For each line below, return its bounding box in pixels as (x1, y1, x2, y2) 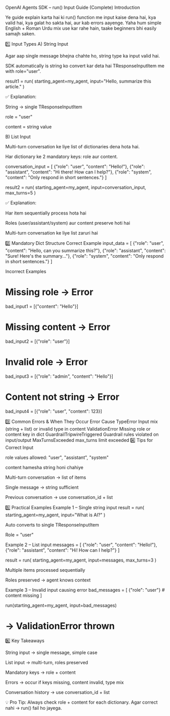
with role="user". (5, 68, 41, 74)
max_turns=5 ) (5, 190, 36, 196)
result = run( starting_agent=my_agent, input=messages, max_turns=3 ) (5, 557, 157, 563)
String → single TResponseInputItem (5, 104, 83, 110)
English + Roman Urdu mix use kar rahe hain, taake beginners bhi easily (5, 25, 157, 31)
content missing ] (5, 592, 42, 598)
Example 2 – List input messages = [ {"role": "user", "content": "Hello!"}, (5, 541, 157, 548)
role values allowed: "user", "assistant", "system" (5, 454, 109, 460)
